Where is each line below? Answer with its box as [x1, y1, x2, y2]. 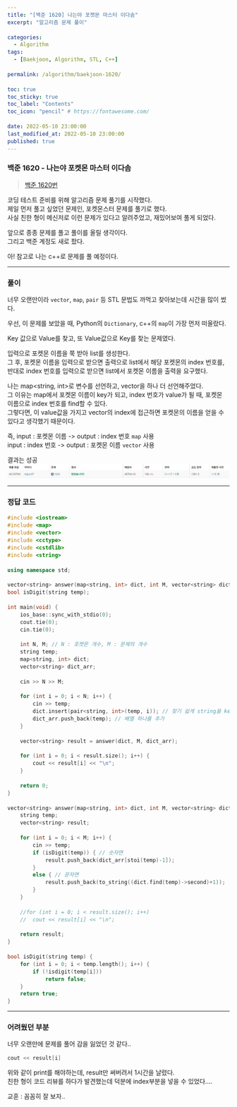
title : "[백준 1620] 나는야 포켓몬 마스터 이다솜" [7, 11, 139, 18]
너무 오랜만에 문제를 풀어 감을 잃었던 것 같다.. [7, 1040, 132, 1048]
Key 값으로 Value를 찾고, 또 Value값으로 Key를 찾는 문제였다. [7, 334, 176, 343]
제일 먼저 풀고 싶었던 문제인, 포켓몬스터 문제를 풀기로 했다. [7, 204, 167, 213]
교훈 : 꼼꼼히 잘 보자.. [7, 1092, 66, 1101]
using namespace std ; [7, 566, 71, 574]
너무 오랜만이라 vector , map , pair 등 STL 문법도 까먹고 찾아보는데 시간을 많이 [7, 295, 219, 304]
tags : [7, 49, 23, 56]
